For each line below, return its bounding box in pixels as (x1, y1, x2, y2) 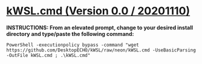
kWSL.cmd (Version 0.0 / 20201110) (6, 4, 191, 18)
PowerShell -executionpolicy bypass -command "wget (6, 42, 139, 48)
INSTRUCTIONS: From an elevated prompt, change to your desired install (6, 24, 194, 31)
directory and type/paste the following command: (6, 30, 134, 37)
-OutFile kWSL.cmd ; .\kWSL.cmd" (6, 52, 91, 58)
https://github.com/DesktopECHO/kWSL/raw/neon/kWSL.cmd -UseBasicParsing (6, 47, 197, 53)
